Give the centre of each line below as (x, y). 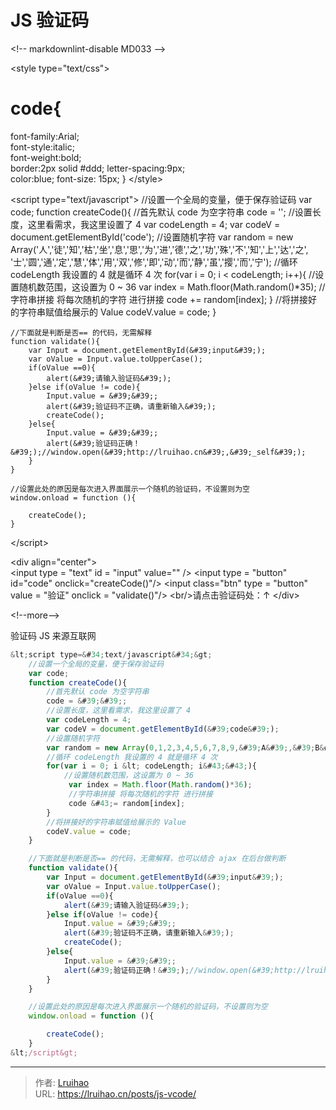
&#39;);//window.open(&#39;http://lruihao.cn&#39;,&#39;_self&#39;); (158, 452)
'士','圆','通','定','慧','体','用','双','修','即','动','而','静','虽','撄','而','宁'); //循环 (154, 262)
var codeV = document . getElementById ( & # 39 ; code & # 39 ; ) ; (163, 729)
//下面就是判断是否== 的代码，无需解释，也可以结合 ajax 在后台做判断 (157, 859)
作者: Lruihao (62, 1082)
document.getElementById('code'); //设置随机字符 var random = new (152, 237)
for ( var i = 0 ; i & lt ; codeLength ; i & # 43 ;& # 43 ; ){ (151, 766)
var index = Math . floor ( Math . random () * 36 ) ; (160, 785)
